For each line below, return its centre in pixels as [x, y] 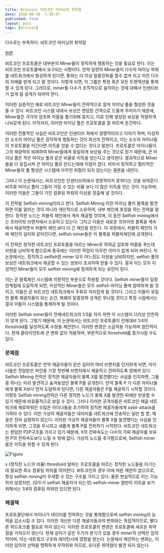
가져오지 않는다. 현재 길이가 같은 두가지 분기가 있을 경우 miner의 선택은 [82, 533]
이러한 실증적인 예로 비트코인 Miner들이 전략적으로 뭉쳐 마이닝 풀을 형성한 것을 [80, 105]
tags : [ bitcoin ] [22, 28]
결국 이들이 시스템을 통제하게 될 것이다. [42, 304]
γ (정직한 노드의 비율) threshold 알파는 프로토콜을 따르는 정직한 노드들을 [74, 464]
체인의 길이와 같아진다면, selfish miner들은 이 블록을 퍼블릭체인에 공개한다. [82, 234]
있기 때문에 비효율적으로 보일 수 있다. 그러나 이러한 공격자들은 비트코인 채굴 [77, 401]
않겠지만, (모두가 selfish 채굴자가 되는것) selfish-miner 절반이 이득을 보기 [84, 483]
